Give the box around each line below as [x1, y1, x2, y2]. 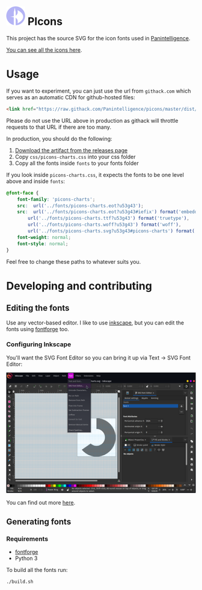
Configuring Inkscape [6, 340, 72, 349]
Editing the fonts [6, 303, 70, 313]
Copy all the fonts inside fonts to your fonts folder [14, 160, 139, 167]
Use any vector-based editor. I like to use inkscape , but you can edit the [6, 319, 185, 326]
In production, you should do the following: [6, 135, 112, 142]
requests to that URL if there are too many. [6, 123, 111, 131]
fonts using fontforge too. [6, 325, 69, 332]
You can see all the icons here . [6, 46, 82, 54]
